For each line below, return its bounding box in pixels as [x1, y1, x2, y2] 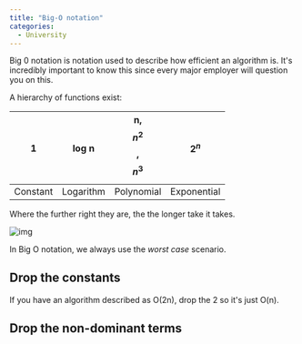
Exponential [169, 186, 221, 198]
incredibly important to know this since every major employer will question [9, 65, 288, 76]
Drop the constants [9, 270, 121, 286]
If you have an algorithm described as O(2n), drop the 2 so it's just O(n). [9, 294, 279, 305]
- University [17, 30, 67, 39]
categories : [9, 22, 55, 31]
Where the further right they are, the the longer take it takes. [9, 208, 236, 219]
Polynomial [114, 186, 162, 198]
